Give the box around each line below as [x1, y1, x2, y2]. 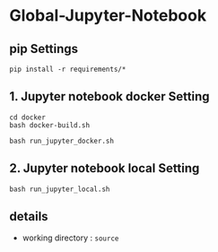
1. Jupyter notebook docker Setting [9, 89, 210, 104]
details [9, 209, 48, 224]
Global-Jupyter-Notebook [9, 5, 207, 26]
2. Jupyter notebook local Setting [9, 161, 200, 176]
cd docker [9, 113, 47, 122]
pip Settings [9, 41, 79, 56]
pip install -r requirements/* [9, 65, 126, 74]
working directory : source [22, 232, 119, 243]
